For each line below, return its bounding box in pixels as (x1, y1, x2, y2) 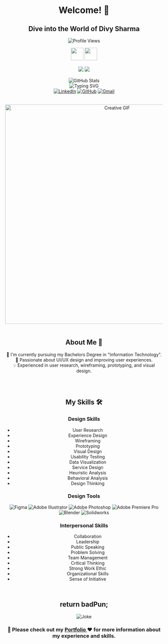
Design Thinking (70, 480, 105, 486)
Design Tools (67, 493, 100, 500)
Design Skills (67, 416, 100, 423)
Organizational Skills (66, 571, 109, 577)
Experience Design (68, 432, 107, 438)
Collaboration (73, 534, 101, 540)
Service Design (71, 464, 103, 470)
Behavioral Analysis (67, 475, 108, 481)
